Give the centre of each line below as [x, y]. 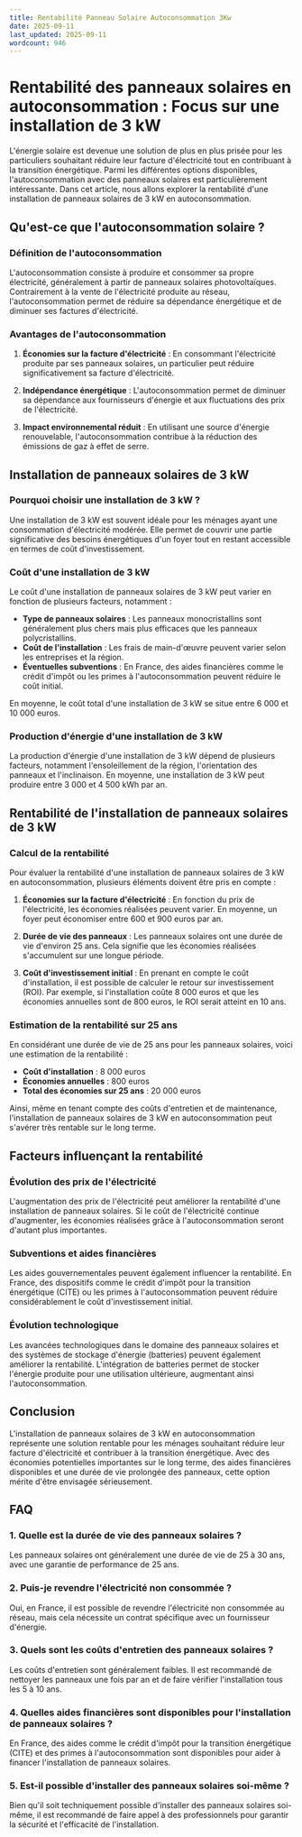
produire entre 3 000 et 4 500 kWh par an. [88, 785]
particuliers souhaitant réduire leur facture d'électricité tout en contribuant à [151, 161]
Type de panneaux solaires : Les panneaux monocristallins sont [142, 619]
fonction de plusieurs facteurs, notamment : [91, 602]
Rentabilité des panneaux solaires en [150, 88]
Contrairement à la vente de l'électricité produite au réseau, [119, 291]
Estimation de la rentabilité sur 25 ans [94, 1025]
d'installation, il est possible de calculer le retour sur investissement [148, 983]
